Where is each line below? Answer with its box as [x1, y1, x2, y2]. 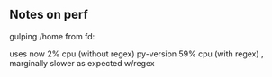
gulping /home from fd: [9, 30, 95, 41]
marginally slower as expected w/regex [9, 57, 155, 68]
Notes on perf [9, 7, 88, 22]
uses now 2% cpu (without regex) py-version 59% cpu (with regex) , [9, 48, 264, 59]
